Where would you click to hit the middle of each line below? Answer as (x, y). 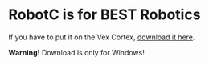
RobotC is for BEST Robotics (104, 15)
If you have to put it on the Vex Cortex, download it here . (102, 37)
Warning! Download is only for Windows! (76, 52)
